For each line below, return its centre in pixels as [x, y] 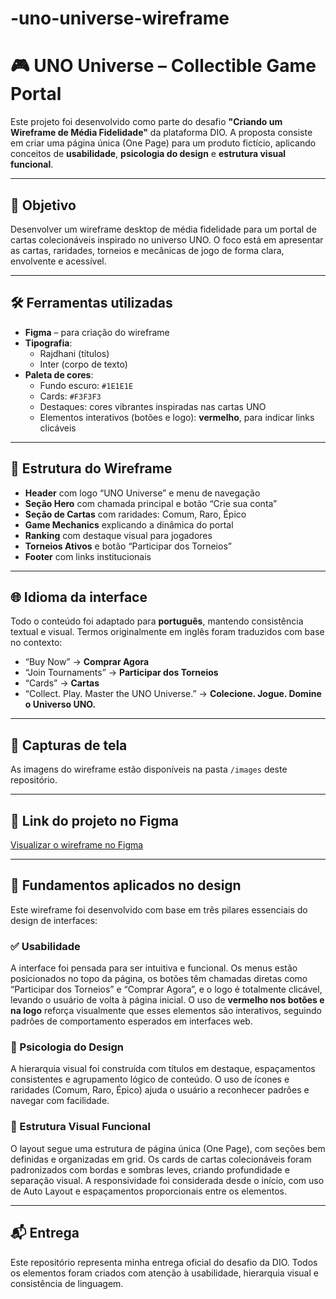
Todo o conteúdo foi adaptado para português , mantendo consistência [157, 621]
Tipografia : [48, 343]
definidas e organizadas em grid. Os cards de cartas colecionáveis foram [161, 1159]
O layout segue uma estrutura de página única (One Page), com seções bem [168, 1148]
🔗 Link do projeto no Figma [94, 820]
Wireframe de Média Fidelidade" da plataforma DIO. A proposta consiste [161, 133]
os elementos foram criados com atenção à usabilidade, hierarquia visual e [164, 1273]
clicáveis [58, 428]
